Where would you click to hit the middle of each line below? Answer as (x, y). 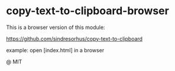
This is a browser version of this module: (56, 27)
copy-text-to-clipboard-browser (88, 11)
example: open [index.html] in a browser (55, 50)
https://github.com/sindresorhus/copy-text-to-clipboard (74, 38)
